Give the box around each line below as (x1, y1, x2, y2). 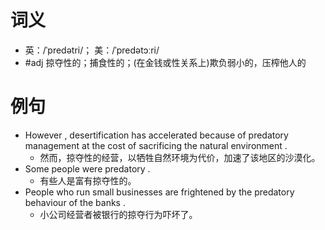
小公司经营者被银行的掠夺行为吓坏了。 (39, 208, 198, 220)
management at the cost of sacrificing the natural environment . (24, 139, 288, 151)
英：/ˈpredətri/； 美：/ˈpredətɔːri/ (24, 44, 160, 56)
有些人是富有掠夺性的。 (39, 174, 137, 186)
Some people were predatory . (24, 162, 151, 175)
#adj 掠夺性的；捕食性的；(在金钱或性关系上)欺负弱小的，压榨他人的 (24, 56, 307, 68)
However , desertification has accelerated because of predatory (24, 129, 289, 141)
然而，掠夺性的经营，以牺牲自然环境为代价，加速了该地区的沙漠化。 (39, 151, 321, 163)
